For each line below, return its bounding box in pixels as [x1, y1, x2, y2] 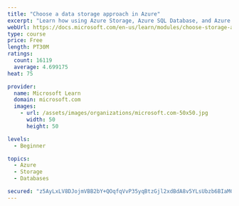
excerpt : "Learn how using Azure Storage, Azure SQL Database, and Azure [7, 17, 231, 24]
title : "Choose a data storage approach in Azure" [7, 10, 161, 18]
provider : [7, 83, 37, 90]
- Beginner [14, 142, 46, 150]
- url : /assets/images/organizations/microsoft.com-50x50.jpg [20, 110, 208, 117]
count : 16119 [14, 57, 53, 64]
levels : [7, 135, 31, 143]
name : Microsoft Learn [14, 90, 81, 97]
